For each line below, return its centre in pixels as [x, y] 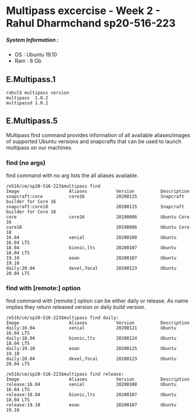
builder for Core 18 [31, 212]
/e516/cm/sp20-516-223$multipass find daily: [62, 318]
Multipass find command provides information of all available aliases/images [98, 135]
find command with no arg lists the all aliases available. [72, 176]
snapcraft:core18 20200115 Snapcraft [95, 207]
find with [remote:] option [43, 288]
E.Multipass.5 [32, 121]
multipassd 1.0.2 [27, 103]
